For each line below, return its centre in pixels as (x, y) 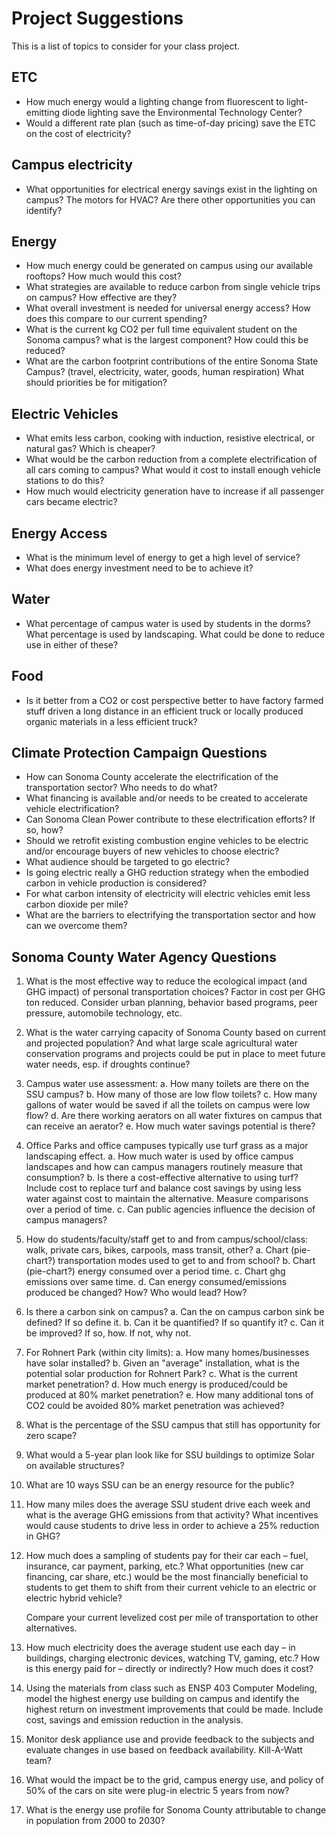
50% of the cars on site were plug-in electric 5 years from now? (157, 1791)
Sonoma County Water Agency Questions (144, 957)
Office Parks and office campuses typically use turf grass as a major (167, 1146)
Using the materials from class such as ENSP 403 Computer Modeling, (171, 1688)
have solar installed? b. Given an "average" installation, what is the (162, 1363)
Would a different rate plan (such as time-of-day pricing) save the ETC (170, 123)
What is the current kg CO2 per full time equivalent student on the (161, 329)
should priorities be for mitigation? (96, 383)
